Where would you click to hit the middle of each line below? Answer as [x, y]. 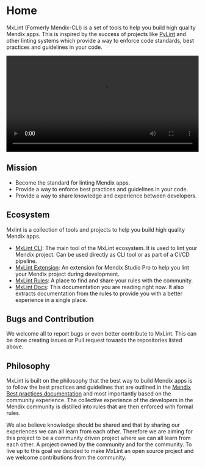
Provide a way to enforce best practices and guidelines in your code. [102, 189]
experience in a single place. [51, 300]
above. [15, 347]
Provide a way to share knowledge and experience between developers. [106, 196]
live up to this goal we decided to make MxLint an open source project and [100, 451]
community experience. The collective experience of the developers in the [100, 400]
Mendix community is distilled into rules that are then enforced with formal [100, 406]
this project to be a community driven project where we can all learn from [99, 438]
